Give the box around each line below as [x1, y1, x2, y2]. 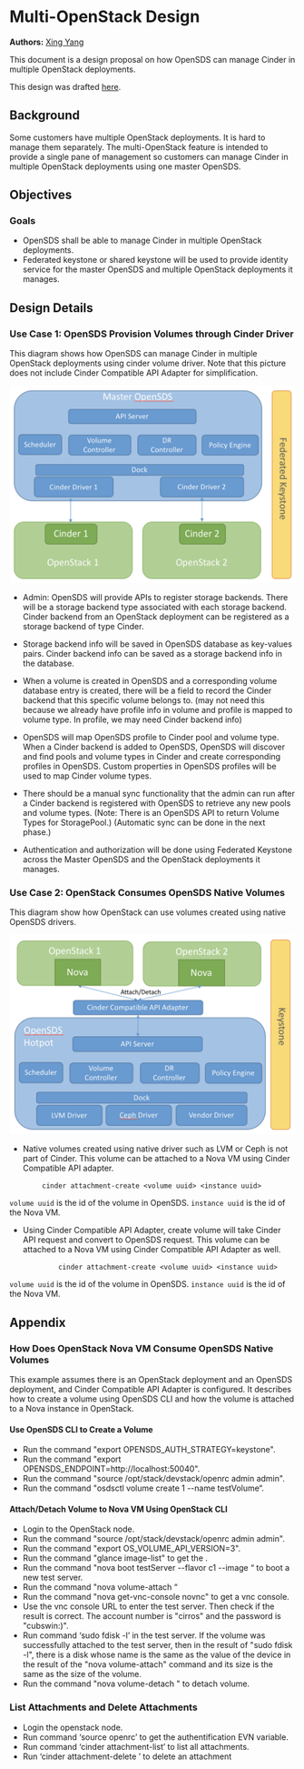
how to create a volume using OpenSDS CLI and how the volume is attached [9, 1393, 295, 1404]
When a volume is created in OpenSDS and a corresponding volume [22, 675, 278, 686]
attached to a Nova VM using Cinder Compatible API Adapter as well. [22, 1244, 281, 1255]
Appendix [9, 1314, 66, 1330]
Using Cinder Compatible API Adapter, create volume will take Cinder [22, 1225, 281, 1236]
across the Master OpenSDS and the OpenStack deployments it [22, 853, 260, 865]
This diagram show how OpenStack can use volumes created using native [9, 907, 287, 918]
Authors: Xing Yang [9, 36, 84, 47]
